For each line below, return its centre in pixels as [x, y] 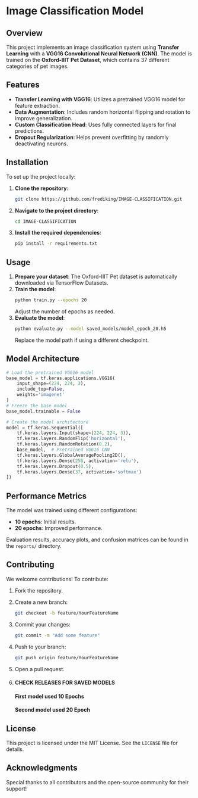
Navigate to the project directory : [57, 210]
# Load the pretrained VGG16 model [50, 372]
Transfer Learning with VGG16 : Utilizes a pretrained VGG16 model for [100, 99]
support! [17, 788]
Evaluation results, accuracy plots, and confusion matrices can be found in [97, 540]
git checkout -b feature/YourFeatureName [67, 613]
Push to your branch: [40, 647]
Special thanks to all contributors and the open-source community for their [98, 782]
